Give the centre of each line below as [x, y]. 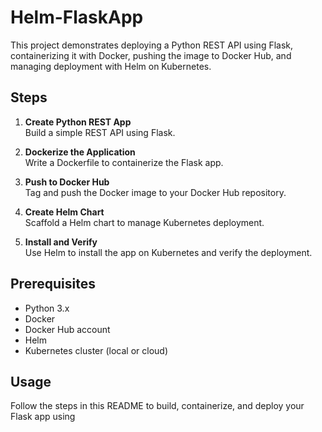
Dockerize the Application [80, 152]
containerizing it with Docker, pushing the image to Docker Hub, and [151, 55]
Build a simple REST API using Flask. [100, 132]
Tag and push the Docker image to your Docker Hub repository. [155, 192]
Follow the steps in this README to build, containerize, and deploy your [157, 406]
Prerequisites [53, 284]
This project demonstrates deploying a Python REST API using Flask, [152, 45]
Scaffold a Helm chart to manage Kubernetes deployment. [144, 222]
